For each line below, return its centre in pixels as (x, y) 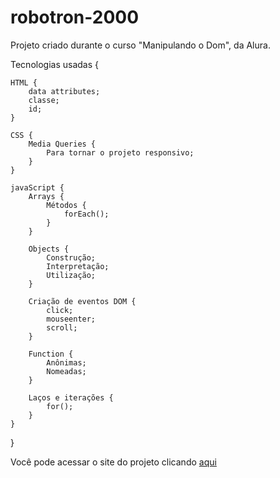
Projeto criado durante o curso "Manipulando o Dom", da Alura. (140, 45)
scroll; (62, 327)
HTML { (24, 82)
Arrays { (46, 196)
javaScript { (37, 187)
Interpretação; (78, 266)
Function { (51, 354)
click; (60, 310)
